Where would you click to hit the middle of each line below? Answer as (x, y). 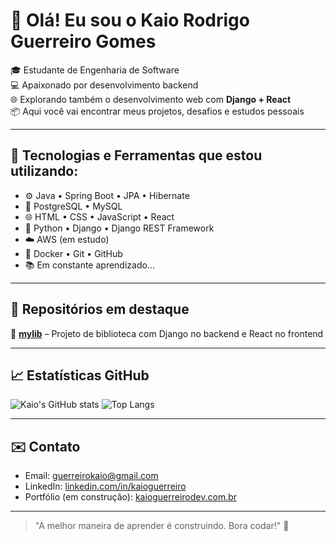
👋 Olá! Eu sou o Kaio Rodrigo (130, 20)
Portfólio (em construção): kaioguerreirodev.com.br (131, 497)
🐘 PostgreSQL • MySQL (73, 206)
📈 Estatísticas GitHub (80, 375)
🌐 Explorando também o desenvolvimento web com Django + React (151, 99)
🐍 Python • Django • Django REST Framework (119, 228)
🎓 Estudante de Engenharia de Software (95, 70)
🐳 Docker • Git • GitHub (73, 253)
